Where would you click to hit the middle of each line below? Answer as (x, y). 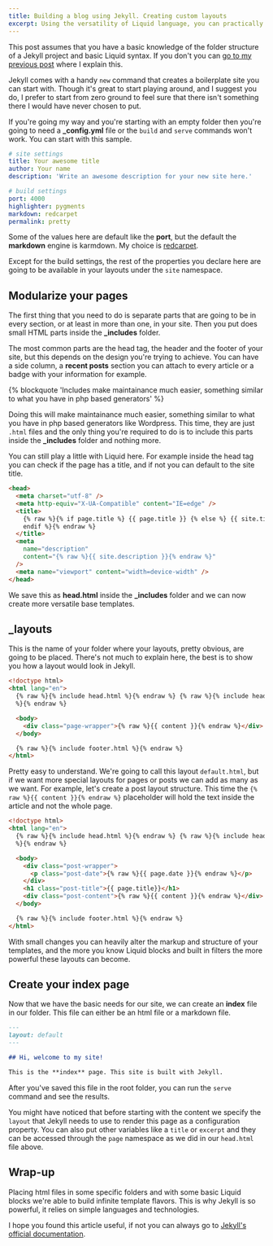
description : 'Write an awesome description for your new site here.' (130, 177)
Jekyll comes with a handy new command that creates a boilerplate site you (134, 80)
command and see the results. (59, 1096)
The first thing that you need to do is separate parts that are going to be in (132, 315)
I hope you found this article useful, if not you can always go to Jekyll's (128, 1225)
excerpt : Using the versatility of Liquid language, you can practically (136, 24)
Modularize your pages (68, 295)
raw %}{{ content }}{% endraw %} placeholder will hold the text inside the (131, 797)
